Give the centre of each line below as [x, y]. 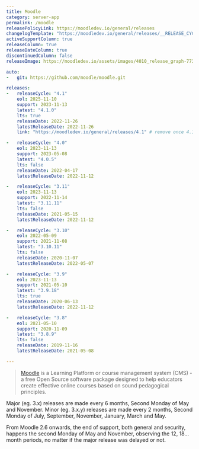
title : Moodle [24, 12]
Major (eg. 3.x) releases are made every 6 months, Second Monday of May [98, 403]
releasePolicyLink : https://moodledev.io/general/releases [81, 28]
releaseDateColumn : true [37, 50]
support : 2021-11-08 [42, 241]
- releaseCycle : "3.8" [37, 317]
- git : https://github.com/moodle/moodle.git [66, 78]
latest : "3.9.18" [38, 291]
